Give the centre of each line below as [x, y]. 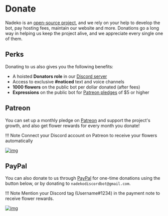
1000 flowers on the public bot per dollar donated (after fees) [76, 87]
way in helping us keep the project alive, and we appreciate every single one [84, 33]
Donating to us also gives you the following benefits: [59, 66]
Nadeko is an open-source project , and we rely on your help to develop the [83, 23]
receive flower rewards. [30, 198]
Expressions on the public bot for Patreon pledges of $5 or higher [81, 92]
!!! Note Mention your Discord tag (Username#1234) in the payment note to [83, 193]
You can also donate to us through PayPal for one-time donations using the [83, 178]
